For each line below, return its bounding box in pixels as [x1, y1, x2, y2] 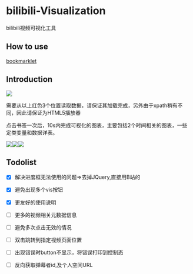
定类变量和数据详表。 [6, 129, 58, 136]
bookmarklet [6, 57, 37, 64]
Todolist [6, 157, 37, 167]
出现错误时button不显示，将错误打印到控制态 [14, 249, 124, 256]
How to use [6, 42, 48, 52]
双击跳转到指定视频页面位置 [14, 236, 82, 243]
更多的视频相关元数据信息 [14, 211, 77, 218]
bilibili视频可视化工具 [6, 24, 56, 31]
